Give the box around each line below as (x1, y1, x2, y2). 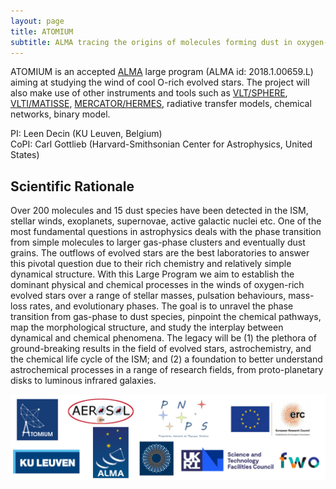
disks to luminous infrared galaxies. (10, 375, 157, 387)
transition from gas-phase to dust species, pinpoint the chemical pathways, (10, 311, 322, 323)
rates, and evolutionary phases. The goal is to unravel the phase (29, 300, 294, 312)
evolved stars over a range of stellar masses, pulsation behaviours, (10, 290, 287, 302)
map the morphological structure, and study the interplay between (10, 321, 284, 334)
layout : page (10, 16, 65, 26)
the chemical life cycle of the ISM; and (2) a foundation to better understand (10, 353, 323, 365)
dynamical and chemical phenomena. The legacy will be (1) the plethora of (10, 332, 317, 344)
